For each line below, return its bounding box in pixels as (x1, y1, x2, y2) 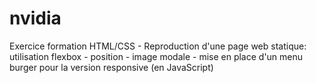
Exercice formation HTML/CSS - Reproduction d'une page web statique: (9, 40, 307, 52)
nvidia (9, 7, 62, 30)
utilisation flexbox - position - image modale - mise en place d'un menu (9, 50, 304, 62)
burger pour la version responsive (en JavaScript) (9, 61, 214, 73)
